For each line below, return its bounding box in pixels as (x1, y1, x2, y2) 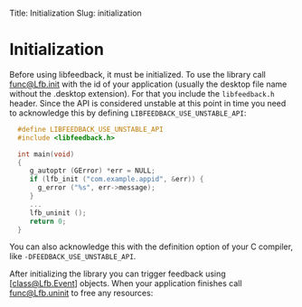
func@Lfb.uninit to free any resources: (9, 288, 154, 299)
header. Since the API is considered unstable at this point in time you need (9, 98, 287, 108)
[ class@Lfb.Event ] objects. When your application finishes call (9, 278, 242, 289)
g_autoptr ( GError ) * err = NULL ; (29, 166, 156, 175)
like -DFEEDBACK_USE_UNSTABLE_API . (9, 251, 137, 262)
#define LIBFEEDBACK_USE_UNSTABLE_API (17, 125, 165, 134)
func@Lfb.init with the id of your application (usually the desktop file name (9, 79, 288, 89)
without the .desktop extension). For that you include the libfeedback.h (9, 88, 275, 98)
